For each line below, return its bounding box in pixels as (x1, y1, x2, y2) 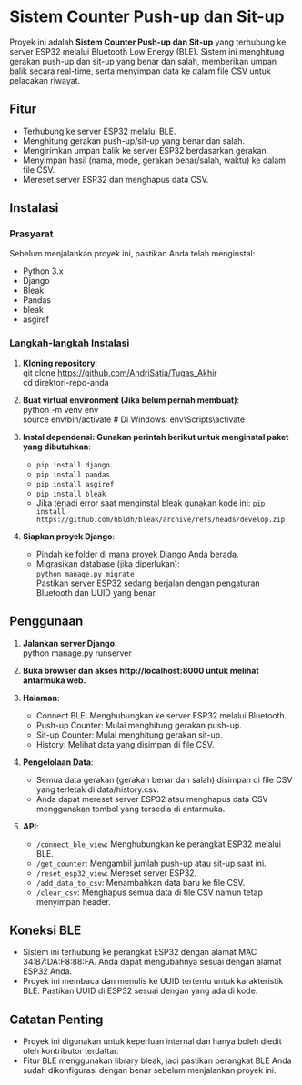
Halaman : (22, 692, 60, 703)
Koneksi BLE (9, 922, 82, 938)
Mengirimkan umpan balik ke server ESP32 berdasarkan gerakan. (22, 145, 269, 156)
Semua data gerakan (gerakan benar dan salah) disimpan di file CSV (35, 774, 293, 785)
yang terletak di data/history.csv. (35, 784, 160, 795)
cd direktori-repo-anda (22, 377, 109, 387)
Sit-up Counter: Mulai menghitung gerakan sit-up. (35, 729, 223, 740)
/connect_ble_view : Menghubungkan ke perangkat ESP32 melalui (35, 839, 282, 849)
